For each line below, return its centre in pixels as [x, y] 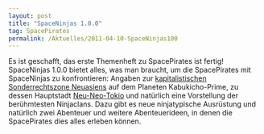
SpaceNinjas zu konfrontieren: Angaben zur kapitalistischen [107, 78]
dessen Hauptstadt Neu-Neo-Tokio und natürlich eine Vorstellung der [124, 96]
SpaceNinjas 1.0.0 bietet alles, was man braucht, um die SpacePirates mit [130, 70]
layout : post [30, 16]
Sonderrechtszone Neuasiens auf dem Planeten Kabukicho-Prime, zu [124, 87]
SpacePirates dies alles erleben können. [75, 121]
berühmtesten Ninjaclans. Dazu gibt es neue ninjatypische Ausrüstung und [132, 104]
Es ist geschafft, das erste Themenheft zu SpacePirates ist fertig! [116, 61]
